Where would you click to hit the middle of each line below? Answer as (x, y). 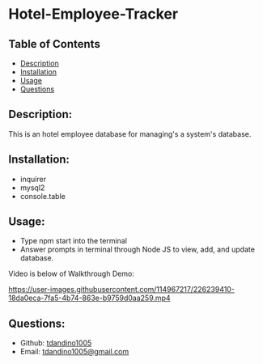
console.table (43, 196)
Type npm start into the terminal (74, 241)
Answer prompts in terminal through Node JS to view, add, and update (137, 250)
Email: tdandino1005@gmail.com (74, 352)
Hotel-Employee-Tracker (93, 14)
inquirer (33, 179)
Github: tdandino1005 (56, 343)
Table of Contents (55, 44)
